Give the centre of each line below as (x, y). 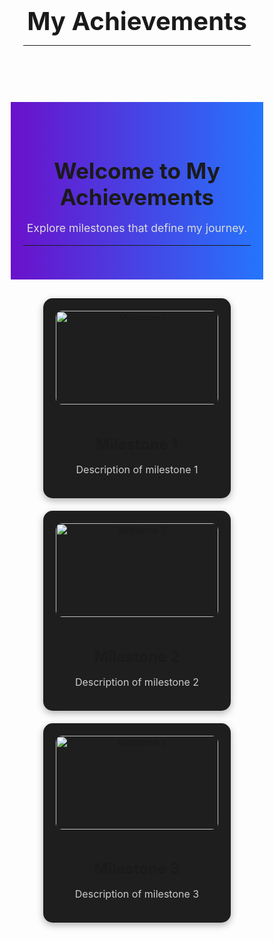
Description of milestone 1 (137, 470)
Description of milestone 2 (137, 682)
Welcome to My (137, 171)
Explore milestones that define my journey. (137, 227)
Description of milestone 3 (137, 894)
